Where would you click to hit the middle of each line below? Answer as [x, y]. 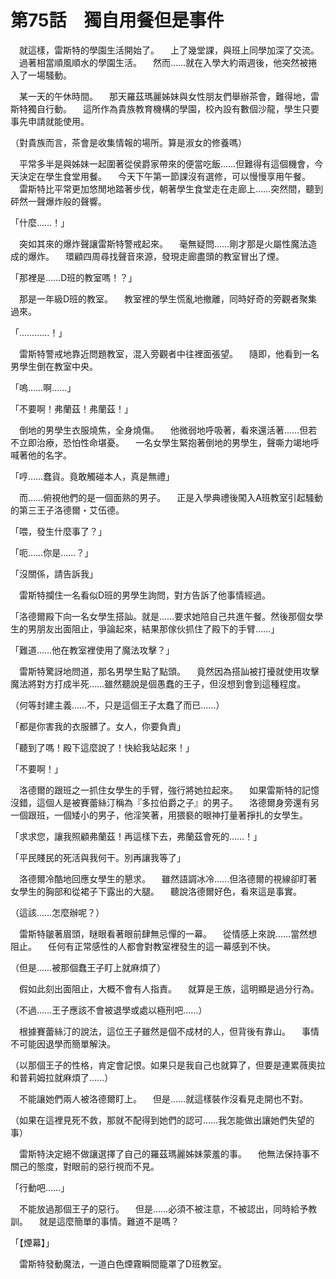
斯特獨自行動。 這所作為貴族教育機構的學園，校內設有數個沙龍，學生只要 [165, 108]
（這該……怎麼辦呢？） [57, 912]
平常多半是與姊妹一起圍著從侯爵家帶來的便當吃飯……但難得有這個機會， [166, 163]
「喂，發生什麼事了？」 [58, 531]
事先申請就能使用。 [50, 121]
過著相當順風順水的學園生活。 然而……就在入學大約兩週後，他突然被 [163, 62]
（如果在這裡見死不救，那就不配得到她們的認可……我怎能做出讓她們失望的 [162, 1120]
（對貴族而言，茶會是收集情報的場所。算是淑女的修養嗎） [128, 142]
